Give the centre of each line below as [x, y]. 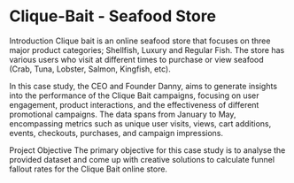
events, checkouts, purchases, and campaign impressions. [116, 133]
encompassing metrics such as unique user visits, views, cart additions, [140, 123]
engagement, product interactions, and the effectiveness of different [134, 104]
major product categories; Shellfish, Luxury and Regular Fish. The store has [147, 50]
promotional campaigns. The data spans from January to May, [123, 114]
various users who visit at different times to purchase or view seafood [136, 59]
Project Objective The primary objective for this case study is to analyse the [147, 150]
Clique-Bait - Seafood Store [113, 16]
